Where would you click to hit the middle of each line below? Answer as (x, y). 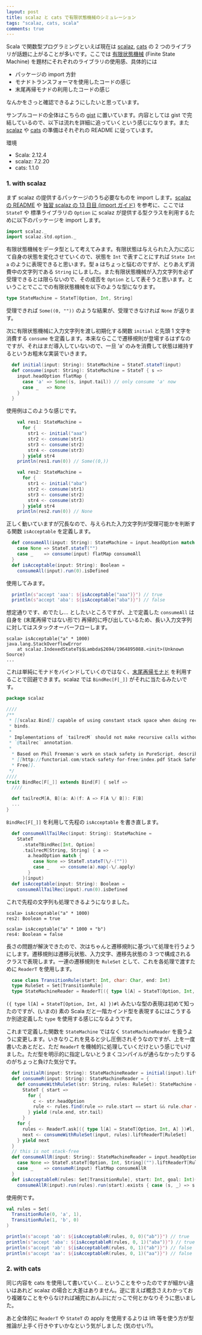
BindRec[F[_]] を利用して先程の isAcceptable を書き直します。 (84, 822)
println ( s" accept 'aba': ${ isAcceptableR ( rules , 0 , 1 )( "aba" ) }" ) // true (101, 1242)
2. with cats (23, 1269)
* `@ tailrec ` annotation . (41, 743)
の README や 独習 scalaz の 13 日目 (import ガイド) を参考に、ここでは (95, 205)
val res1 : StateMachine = (50, 422)
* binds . (20, 726)
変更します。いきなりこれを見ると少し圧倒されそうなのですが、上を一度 (106, 1039)
